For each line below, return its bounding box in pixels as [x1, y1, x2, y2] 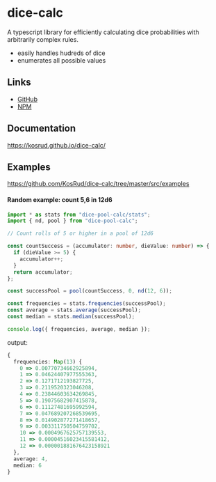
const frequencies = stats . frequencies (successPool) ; [7, 300, 167, 307]
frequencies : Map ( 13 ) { [13, 358, 82, 365]
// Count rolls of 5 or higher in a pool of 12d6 [7, 230, 154, 238]
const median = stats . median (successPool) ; [7, 313, 135, 320]
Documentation [7, 123, 76, 134]
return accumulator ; [13, 268, 73, 276]
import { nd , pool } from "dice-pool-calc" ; [7, 217, 138, 224]
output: [7, 338, 28, 346]
